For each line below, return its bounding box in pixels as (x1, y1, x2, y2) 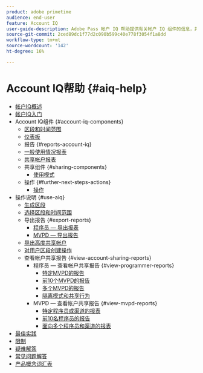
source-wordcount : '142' (6, 43, 69, 49)
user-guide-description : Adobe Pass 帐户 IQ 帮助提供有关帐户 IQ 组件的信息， (6, 25, 195, 32)
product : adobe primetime (6, 8, 71, 15)
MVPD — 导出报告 (33, 231, 79, 239)
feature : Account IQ (6, 20, 59, 26)
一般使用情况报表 (24, 148, 67, 155)
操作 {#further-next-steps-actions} (24, 178, 111, 185)
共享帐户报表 (24, 156, 56, 163)
